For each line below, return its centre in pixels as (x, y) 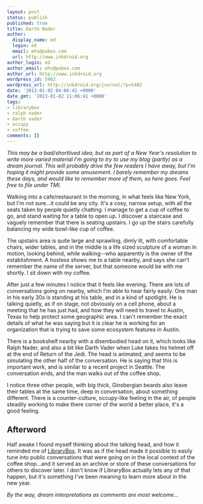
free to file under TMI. (34, 185)
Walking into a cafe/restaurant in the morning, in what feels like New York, (99, 197)
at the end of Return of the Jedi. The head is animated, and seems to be (96, 354)
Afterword (27, 430)
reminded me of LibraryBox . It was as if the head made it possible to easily (100, 451)
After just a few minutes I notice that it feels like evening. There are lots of (98, 284)
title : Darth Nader (31, 29)
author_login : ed (29, 62)
